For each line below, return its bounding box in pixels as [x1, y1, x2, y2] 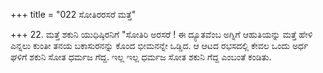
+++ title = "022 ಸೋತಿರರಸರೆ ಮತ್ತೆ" [10, 9, 137, 20]
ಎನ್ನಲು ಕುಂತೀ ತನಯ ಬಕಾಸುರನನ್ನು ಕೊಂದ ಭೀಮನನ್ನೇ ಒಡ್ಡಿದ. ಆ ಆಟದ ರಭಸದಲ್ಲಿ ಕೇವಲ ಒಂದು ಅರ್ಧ [10, 40, 309, 51]
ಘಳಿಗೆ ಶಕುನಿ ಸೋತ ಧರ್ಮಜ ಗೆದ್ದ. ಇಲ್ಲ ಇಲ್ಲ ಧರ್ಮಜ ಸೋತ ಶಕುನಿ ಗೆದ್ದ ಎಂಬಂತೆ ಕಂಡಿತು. [10, 51, 272, 63]
